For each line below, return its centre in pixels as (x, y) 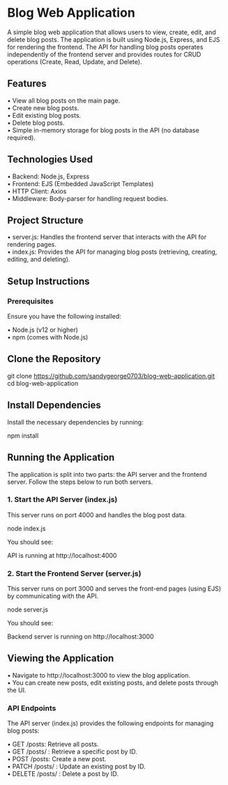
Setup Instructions (48, 281)
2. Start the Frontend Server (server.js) (74, 573)
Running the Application (61, 458)
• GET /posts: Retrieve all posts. (53, 745)
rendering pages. (32, 245)
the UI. (17, 690)
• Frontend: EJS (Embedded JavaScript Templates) (81, 183)
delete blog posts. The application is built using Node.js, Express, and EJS (114, 39)
